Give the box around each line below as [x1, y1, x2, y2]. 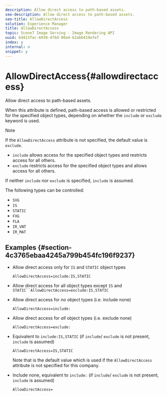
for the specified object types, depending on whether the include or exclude [5, 113, 162, 119]
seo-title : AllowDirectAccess [5, 16, 68, 21]
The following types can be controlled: [5, 188, 85, 194]
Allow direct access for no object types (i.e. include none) [12, 297, 131, 303]
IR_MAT [12, 230, 26, 235]
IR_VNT [12, 224, 26, 229]
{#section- [37, 243, 72, 252]
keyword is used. [5, 118, 40, 124]
